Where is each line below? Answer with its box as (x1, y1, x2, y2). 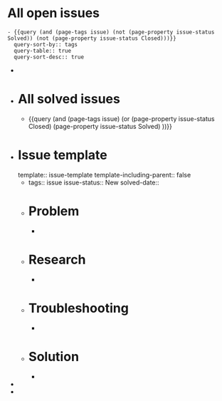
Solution (28, 348, 80, 365)
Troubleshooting (28, 300, 129, 316)
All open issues (7, 5, 100, 21)
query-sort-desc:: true (14, 53, 84, 61)
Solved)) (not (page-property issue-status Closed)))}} (7, 34, 176, 42)
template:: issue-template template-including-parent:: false (17, 170, 191, 179)
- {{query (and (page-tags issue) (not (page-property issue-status (7, 28, 215, 36)
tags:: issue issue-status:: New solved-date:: (28, 178, 159, 187)
